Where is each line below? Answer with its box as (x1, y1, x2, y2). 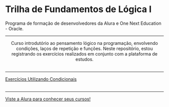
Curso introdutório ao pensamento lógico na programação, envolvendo (11, 40, 158, 46)
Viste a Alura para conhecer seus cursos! (5, 96, 91, 102)
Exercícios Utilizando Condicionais (5, 76, 77, 82)
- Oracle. (5, 25, 24, 31)
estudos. (75, 56, 94, 62)
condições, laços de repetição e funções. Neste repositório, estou (16, 45, 153, 51)
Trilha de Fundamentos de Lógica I (5, 4, 152, 15)
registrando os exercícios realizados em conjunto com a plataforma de (12, 50, 157, 57)
